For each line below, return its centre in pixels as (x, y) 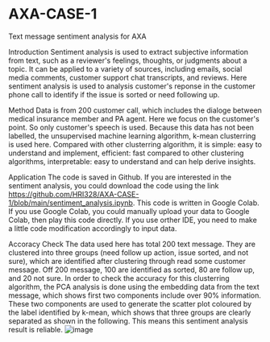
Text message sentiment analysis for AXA (77, 36)
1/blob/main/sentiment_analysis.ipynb (71, 203)
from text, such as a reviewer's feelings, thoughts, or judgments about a (128, 60)
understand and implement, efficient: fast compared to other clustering (126, 153)
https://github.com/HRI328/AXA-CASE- (74, 194)
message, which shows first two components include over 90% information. (135, 295)
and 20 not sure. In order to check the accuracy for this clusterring (119, 278)
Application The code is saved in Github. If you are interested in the (120, 177)
